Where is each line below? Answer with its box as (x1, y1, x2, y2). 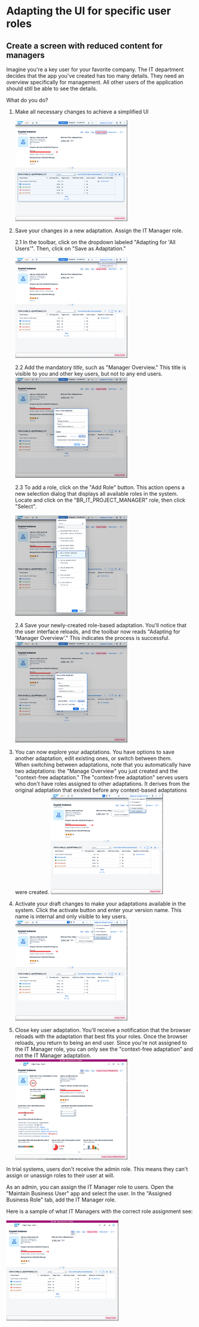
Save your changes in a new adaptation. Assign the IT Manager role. (14, 227, 183, 234)
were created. (14, 888, 50, 895)
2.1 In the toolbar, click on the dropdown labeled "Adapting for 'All (14, 239, 176, 246)
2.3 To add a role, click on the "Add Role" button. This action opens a (14, 484, 185, 491)
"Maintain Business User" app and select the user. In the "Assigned (6, 1189, 172, 1197)
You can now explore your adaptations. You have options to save (14, 748, 174, 755)
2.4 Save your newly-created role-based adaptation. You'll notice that (14, 622, 187, 629)
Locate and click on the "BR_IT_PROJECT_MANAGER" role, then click (14, 496, 186, 504)
